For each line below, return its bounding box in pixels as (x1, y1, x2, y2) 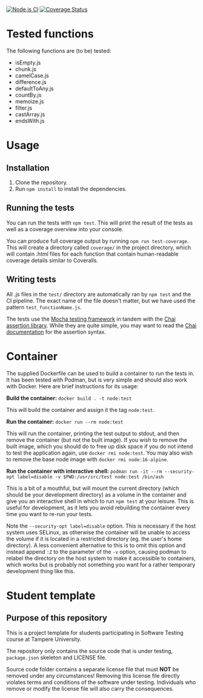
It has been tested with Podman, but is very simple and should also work (6, 376, 187, 383)
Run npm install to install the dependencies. (15, 185, 127, 192)
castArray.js (15, 110, 45, 118)
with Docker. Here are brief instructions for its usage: (6, 382, 139, 389)
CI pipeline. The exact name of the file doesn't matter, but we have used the (6, 297, 196, 304)
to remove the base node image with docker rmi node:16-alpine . (6, 455, 168, 462)
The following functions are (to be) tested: (6, 47, 111, 54)
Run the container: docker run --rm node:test (6, 417, 124, 425)
